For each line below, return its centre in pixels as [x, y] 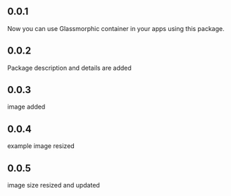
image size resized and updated [54, 185]
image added [26, 107]
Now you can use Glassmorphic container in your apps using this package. [116, 28]
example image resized [41, 146]
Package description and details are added [69, 68]
